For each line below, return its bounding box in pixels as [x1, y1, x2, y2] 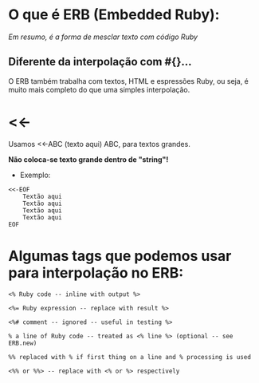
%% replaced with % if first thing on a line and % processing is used [8, 353, 251, 361]
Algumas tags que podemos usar [8, 247, 232, 265]
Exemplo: [19, 170, 51, 180]
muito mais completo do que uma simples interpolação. [8, 85, 190, 94]
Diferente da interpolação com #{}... [8, 55, 193, 69]
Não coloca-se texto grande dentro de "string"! [8, 154, 169, 164]
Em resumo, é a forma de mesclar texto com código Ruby [8, 32, 198, 41]
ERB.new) [8, 339, 37, 347]
